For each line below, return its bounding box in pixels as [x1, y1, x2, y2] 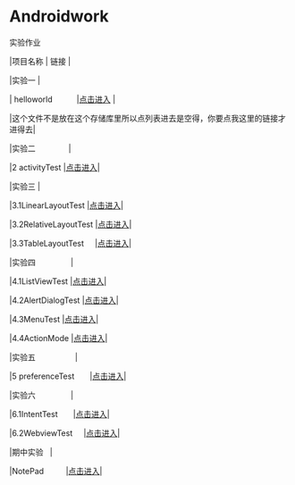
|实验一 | [9, 74, 41, 86]
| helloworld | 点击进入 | [9, 94, 116, 105]
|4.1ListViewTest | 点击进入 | [9, 275, 107, 287]
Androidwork [9, 6, 109, 27]
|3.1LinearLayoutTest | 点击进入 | [9, 199, 124, 211]
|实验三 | [9, 180, 41, 191]
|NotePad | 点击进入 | [9, 465, 103, 476]
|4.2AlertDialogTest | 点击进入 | [9, 295, 119, 305]
